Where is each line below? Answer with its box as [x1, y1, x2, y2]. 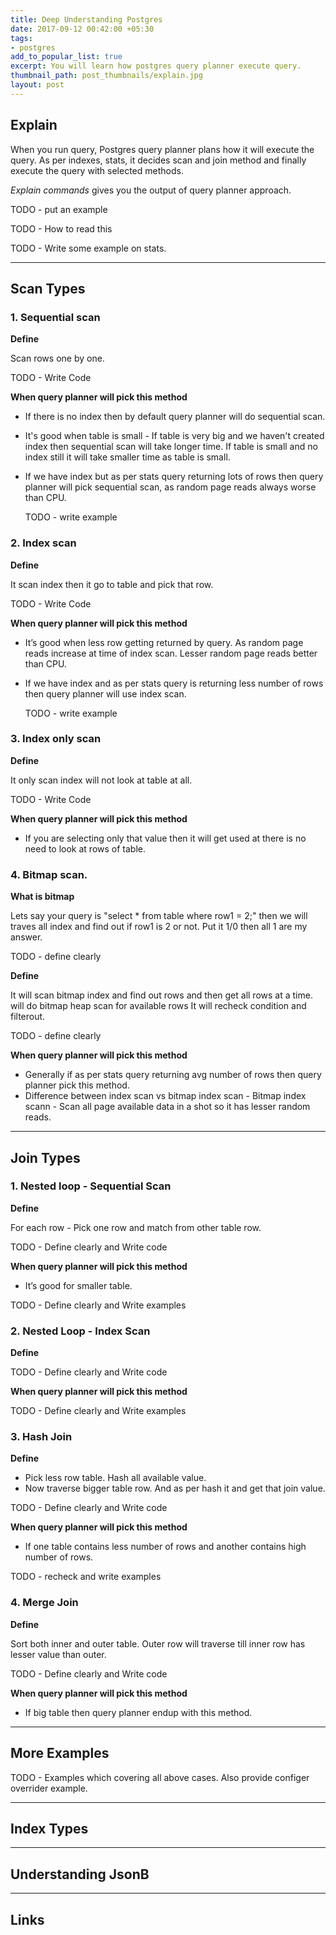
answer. [10, 931, 43, 943]
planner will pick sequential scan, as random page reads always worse [24, 481, 317, 493]
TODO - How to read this [10, 222, 113, 235]
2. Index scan [10, 536, 77, 550]
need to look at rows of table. [24, 842, 147, 855]
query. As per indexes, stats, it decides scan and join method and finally [10, 154, 307, 166]
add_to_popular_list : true [10, 52, 123, 62]
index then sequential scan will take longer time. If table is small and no [24, 441, 318, 453]
